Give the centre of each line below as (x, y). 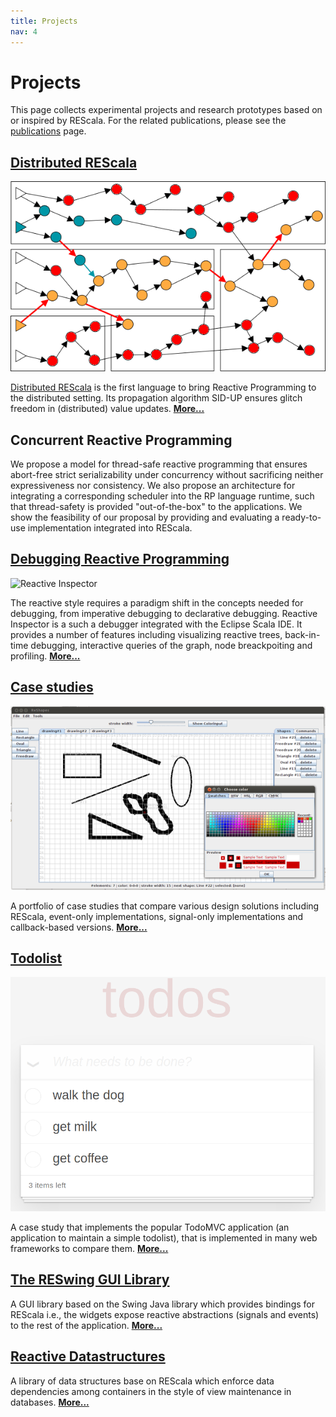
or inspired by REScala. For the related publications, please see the (148, 121)
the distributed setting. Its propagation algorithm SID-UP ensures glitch (156, 398)
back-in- (302, 634)
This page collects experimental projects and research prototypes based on (166, 110)
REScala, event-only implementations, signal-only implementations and (157, 916)
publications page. (48, 131)
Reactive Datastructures (88, 1356)
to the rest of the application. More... (86, 1325)
